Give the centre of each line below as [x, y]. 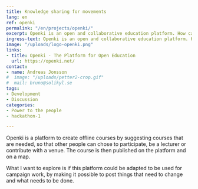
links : [14, 50]
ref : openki [21, 22]
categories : [21, 105]
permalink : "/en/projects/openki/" [50, 28]
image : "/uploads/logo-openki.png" [50, 45]
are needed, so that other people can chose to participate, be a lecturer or [96, 144]
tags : [13, 89]
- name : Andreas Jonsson [37, 72]
